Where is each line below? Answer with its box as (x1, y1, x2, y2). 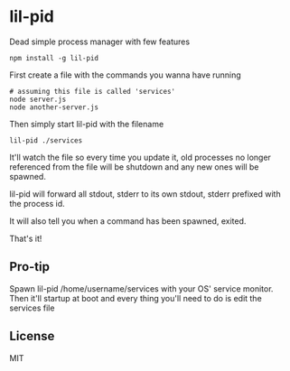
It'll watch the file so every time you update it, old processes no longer (9, 152, 271, 162)
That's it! (9, 233, 42, 244)
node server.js (9, 95, 67, 104)
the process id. (9, 198, 65, 209)
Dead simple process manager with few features (9, 36, 191, 47)
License (9, 329, 55, 344)
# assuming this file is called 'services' (9, 87, 176, 96)
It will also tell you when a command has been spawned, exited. (9, 215, 247, 227)
